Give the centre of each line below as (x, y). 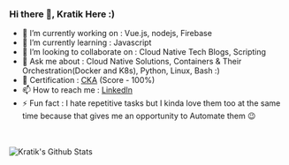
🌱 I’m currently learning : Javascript (87, 42)
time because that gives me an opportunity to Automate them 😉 (139, 116)
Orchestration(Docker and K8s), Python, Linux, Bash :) (121, 71)
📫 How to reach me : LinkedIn (77, 90)
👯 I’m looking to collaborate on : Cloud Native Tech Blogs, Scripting (144, 52)
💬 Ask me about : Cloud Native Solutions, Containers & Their (132, 62)
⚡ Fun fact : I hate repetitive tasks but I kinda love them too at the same (151, 103)
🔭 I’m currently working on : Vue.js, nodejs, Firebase (117, 34)
